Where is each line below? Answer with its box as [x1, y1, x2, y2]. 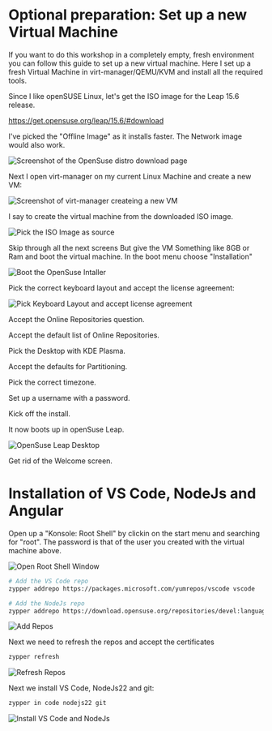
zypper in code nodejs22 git [8, 699, 107, 707]
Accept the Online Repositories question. [8, 314, 145, 324]
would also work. [8, 140, 66, 149]
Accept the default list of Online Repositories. [8, 330, 160, 340]
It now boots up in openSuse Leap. [8, 424, 125, 434]
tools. [8, 75, 28, 85]
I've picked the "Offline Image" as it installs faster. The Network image [8, 131, 243, 141]
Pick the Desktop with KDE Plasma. [8, 346, 125, 355]
